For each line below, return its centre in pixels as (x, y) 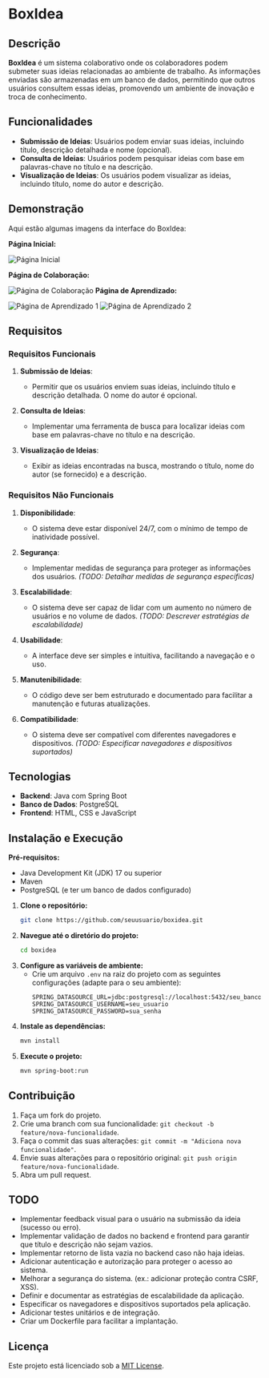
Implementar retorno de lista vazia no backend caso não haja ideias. (132, 1253)
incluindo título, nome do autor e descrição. (92, 183)
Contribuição (42, 1096)
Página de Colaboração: (49, 275)
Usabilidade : (41, 640)
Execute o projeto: (51, 1056)
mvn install (40, 1041)
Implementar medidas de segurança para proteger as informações (141, 568)
